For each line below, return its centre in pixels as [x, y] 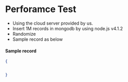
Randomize [24, 34]
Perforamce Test [41, 9]
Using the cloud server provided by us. [53, 23]
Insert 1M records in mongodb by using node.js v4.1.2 [68, 28]
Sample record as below [38, 39]
